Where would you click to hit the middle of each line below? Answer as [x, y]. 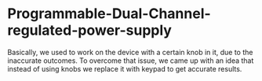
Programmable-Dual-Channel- [109, 14]
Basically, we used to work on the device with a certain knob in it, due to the [130, 52]
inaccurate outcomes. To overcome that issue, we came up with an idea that [131, 61]
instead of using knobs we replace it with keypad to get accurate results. [125, 68]
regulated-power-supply [89, 30]
